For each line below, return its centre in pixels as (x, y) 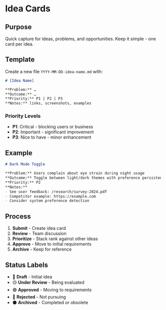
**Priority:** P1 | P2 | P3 (34, 99)
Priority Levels (23, 116)
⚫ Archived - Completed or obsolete (50, 302)
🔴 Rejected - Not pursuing (39, 297)
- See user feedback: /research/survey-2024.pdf (56, 192)
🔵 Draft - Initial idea (32, 277)
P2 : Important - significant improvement (53, 132)
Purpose (19, 27)
